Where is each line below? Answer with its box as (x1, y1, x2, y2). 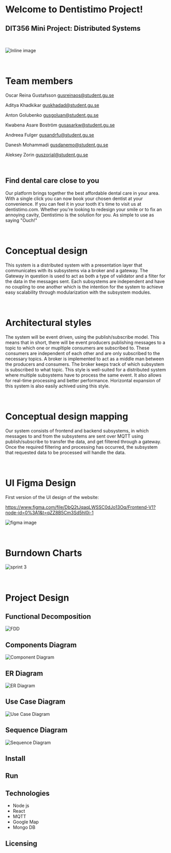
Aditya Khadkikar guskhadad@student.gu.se (5, 102, 99, 108)
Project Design (5, 592, 69, 603)
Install (5, 754, 26, 763)
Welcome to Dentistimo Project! (5, 4, 143, 15)
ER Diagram (5, 669, 44, 677)
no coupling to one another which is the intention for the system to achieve (5, 283, 163, 290)
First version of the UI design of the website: (5, 494, 99, 500)
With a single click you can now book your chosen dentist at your (5, 195, 143, 202)
